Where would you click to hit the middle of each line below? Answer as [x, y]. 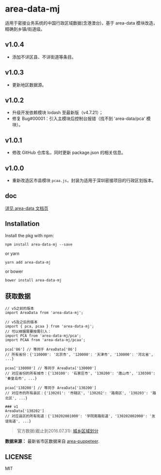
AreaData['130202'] [25, 411]
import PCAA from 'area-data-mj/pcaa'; [45, 340]
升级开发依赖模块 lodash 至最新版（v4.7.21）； [57, 113]
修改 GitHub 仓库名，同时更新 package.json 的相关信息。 [69, 153]
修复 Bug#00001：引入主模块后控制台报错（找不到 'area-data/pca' [79, 119]
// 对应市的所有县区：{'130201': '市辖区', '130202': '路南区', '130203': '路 [81, 393]
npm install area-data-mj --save [39, 244]
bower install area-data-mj [33, 280]
